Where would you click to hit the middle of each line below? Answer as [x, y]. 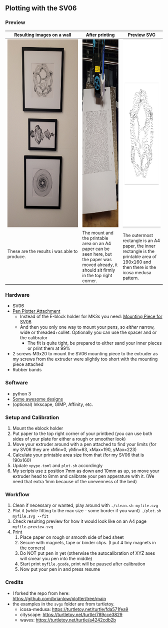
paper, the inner [139, 246]
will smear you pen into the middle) [56, 559]
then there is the [139, 267]
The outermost [138, 236]
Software [17, 383]
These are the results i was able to [42, 251]
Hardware [17, 295]
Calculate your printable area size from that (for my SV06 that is [78, 455]
